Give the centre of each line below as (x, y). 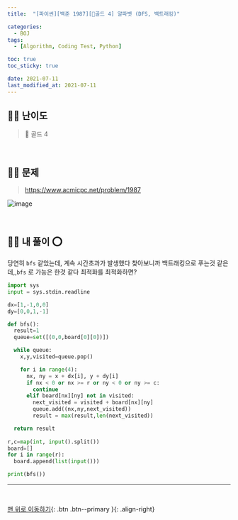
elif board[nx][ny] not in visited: (80, 396)
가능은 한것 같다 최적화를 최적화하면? (86, 272)
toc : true (22, 60)
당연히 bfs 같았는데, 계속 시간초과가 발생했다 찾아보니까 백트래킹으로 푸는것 (112, 263)
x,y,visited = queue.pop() (57, 357)
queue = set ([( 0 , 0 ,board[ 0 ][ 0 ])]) (62, 338)
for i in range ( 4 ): (49, 370)
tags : (15, 40)
